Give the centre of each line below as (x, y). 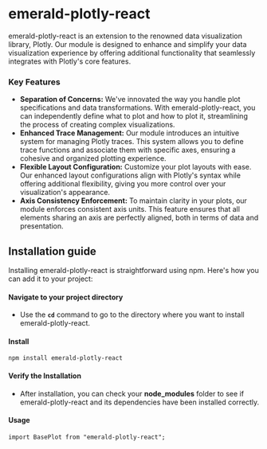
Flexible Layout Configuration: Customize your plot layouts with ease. (135, 167)
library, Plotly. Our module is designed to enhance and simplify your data (128, 44)
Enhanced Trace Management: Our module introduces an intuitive (130, 133)
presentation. (41, 226)
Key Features (35, 82)
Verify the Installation (45, 376)
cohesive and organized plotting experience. (93, 158)
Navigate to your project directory (66, 297)
